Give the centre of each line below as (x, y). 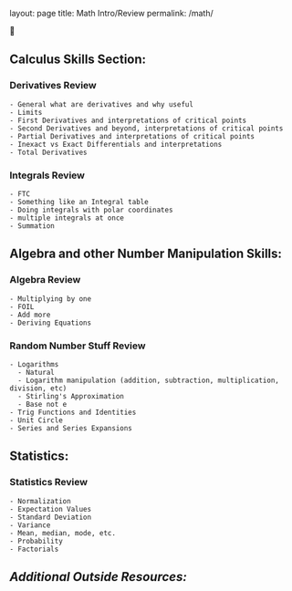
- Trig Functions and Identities (73, 412)
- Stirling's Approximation (71, 396)
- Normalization (40, 501)
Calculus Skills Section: (78, 60)
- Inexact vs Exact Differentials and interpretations (116, 144)
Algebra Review (45, 280)
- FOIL (22, 306)
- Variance (30, 525)
